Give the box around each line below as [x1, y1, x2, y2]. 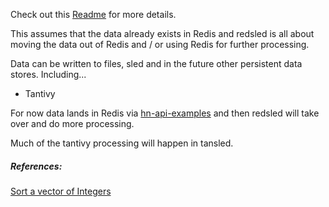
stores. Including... [10, 69, 87, 80]
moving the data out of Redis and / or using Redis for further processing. [10, 39, 310, 50]
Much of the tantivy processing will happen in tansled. [10, 137, 234, 149]
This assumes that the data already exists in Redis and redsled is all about [10, 28, 315, 39]
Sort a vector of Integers [10, 185, 112, 197]
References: [10, 160, 63, 172]
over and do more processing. [10, 118, 135, 129]
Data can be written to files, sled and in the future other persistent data [10, 58, 303, 69]
